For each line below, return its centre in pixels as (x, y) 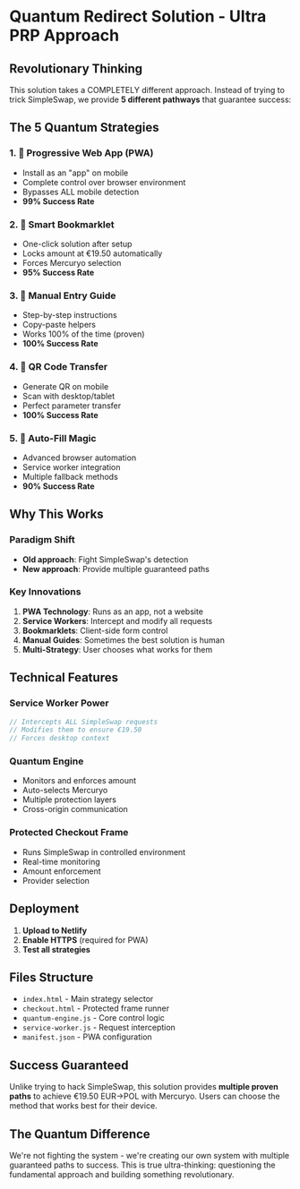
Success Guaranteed (69, 1065)
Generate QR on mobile (65, 386)
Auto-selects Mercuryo (65, 791)
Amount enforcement (61, 871)
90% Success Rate (59, 486)
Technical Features (64, 678)
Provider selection (56, 880)
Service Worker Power (59, 703)
